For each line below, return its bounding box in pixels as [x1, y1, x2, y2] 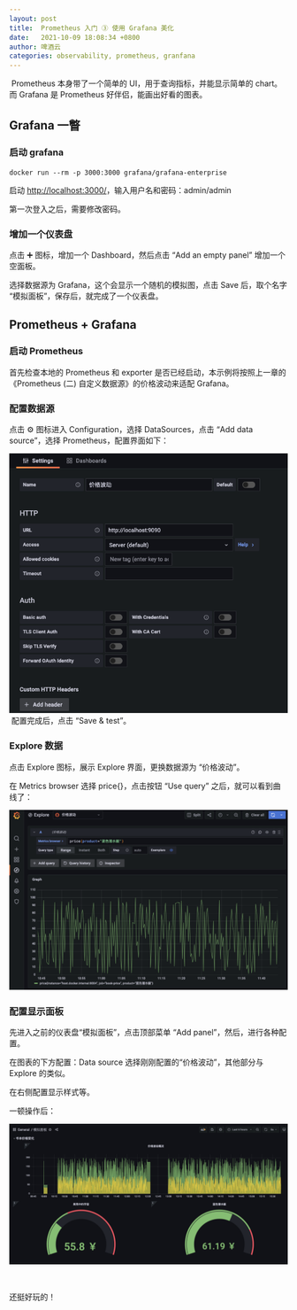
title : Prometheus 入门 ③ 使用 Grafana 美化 [9, 23, 175, 33]
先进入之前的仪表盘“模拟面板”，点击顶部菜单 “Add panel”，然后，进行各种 [9, 1027, 279, 1038]
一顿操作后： [9, 1105, 56, 1116]
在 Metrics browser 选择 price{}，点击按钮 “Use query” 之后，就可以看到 [9, 780, 274, 791]
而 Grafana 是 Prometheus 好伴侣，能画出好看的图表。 [9, 89, 208, 100]
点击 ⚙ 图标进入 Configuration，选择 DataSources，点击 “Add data [9, 424, 254, 435]
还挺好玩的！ [9, 1291, 56, 1302]
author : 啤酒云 [9, 43, 61, 51]
